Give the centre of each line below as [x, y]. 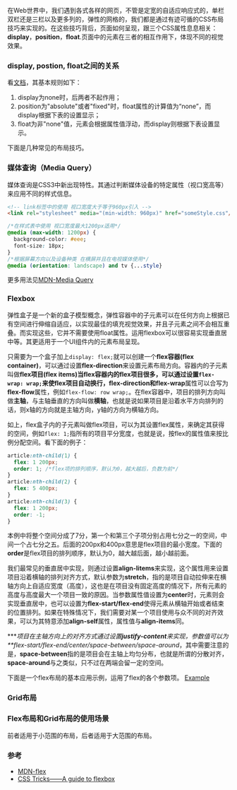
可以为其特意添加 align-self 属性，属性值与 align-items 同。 [104, 621]
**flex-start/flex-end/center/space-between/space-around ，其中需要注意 [115, 645]
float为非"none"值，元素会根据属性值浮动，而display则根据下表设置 [116, 124]
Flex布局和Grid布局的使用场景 [58, 719]
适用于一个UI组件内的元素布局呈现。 [91, 341]
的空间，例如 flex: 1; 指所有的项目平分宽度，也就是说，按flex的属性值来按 [115, 433]
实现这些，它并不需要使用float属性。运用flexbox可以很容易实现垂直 [123, 332]
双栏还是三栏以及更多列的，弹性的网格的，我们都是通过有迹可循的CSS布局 [116, 19]
